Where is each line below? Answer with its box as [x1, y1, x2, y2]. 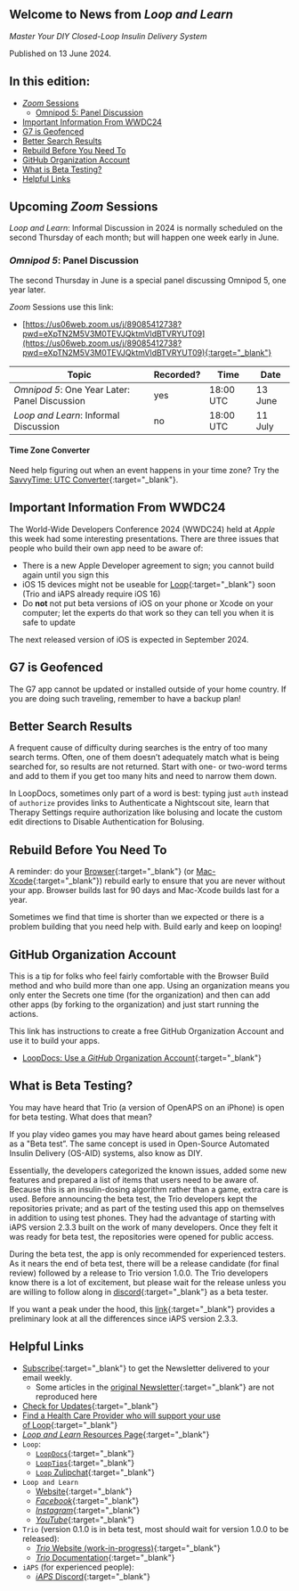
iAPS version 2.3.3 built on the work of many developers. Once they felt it [9, 1221, 279, 1233]
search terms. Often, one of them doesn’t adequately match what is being [9, 752, 279, 763]
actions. [9, 1009, 38, 1019]
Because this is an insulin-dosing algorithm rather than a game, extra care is [9, 1184, 289, 1194]
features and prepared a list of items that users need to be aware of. [9, 1174, 259, 1185]
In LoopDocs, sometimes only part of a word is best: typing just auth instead [9, 788, 289, 799]
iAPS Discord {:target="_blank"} [35, 1570, 151, 1581]
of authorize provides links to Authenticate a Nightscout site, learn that [9, 798, 270, 808]
